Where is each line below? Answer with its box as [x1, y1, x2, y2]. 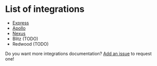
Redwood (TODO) [12, 41, 49, 47]
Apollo [12, 25, 26, 31]
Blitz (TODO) [12, 36, 39, 42]
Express [12, 20, 29, 26]
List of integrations [5, 3, 85, 15]
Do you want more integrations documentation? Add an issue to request [5, 51, 152, 57]
